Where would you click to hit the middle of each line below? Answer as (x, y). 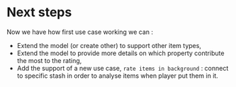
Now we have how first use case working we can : (80, 32)
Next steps (39, 12)
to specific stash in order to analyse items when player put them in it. (118, 76)
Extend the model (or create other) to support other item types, (109, 45)
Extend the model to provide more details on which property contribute (120, 53)
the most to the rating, (49, 60)
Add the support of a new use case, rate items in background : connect (123, 68)
